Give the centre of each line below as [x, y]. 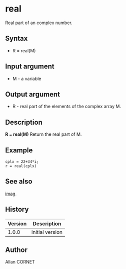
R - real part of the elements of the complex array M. [67, 107]
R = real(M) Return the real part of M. [43, 134]
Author [16, 250]
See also [19, 182]
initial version [47, 232]
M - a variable [27, 78]
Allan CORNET [20, 262]
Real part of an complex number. [39, 23]
